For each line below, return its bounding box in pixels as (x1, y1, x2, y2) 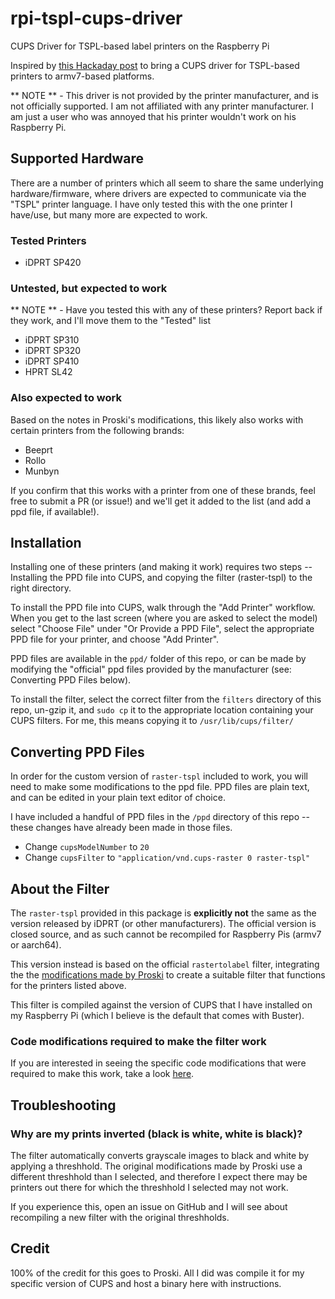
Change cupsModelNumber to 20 (24, 841, 150, 853)
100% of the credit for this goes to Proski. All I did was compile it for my (10, 1267, 305, 1279)
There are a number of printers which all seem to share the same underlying (10, 177, 324, 189)
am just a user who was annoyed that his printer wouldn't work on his (10, 110, 297, 122)
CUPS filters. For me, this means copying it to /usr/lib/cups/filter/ (10, 715, 294, 727)
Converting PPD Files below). (10, 674, 132, 686)
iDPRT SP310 (24, 334, 80, 346)
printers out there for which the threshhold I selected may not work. (10, 1182, 289, 1194)
